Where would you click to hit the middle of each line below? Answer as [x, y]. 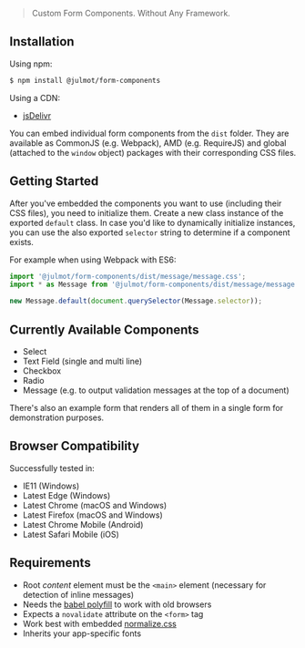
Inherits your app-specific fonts [82, 633]
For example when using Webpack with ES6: [93, 260]
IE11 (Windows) [51, 486]
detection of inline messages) [78, 594]
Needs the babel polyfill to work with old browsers [117, 604]
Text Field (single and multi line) [82, 361]
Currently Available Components [104, 329]
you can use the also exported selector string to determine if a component [150, 232]
